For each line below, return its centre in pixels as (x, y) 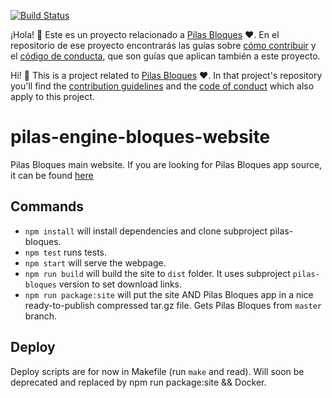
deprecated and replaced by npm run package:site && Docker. (138, 382)
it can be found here (52, 175)
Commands (47, 206)
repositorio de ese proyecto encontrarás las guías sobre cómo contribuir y (163, 45)
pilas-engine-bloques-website (140, 137)
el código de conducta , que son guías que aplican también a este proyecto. (165, 56)
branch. (41, 316)
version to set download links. (120, 284)
